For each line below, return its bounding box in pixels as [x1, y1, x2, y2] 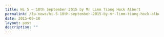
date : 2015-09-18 [5, 16, 41, 21]
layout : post [5, 20, 32, 25]
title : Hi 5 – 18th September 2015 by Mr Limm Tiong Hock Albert [5, 7, 141, 12]
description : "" [5, 25, 38, 30]
